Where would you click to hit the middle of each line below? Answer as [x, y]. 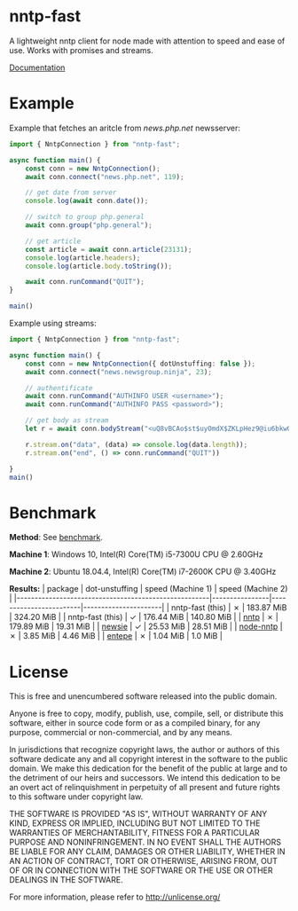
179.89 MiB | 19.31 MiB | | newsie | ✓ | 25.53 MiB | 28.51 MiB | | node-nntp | [146, 626]
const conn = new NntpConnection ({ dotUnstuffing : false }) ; [140, 364]
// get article [53, 241]
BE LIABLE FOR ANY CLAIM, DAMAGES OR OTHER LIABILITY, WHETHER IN [147, 852]
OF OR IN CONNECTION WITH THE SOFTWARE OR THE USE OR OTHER [141, 870]
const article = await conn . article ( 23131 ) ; [109, 249]
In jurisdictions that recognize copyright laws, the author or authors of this [145, 750]
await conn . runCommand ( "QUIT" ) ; [85, 282]
